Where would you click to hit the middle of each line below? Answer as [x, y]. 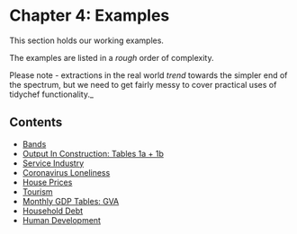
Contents [36, 122]
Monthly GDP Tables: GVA [71, 201]
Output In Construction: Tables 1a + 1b [93, 153]
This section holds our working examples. [87, 40]
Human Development [62, 220]
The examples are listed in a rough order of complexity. [112, 57]
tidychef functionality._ [52, 94]
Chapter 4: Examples [90, 16]
